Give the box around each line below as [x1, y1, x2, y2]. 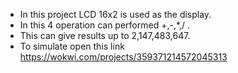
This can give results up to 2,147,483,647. [19, 30, 191, 41]
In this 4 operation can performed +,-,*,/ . [19, 19, 191, 31]
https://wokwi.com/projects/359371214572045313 [19, 51, 228, 63]
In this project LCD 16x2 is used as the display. [19, 9, 212, 20]
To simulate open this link [19, 40, 125, 52]
